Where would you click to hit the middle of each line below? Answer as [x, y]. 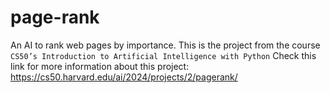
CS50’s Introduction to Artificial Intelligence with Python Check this [163, 55]
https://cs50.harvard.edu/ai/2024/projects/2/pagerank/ [124, 77]
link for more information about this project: [100, 66]
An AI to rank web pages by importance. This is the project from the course [165, 45]
